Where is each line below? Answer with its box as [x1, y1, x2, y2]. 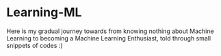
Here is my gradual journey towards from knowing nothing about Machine [6, 27, 214, 35]
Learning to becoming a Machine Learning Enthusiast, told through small [6, 34, 211, 42]
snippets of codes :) [6, 41, 63, 49]
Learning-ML [6, 5, 82, 20]
